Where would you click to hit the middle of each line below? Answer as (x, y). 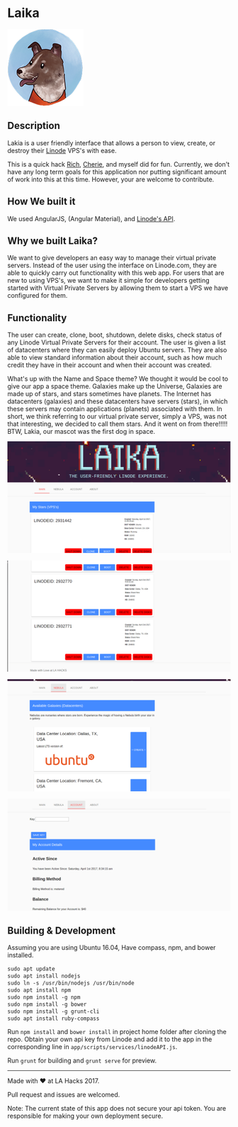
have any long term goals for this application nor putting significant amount (117, 172)
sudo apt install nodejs (44, 976)
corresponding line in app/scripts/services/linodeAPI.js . (92, 1047)
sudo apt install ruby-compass (53, 1019)
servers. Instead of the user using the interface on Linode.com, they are (112, 265)
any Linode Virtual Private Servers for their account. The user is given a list (117, 342)
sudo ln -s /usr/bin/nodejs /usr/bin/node (71, 983)
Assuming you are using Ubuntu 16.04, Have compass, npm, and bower (112, 948)
